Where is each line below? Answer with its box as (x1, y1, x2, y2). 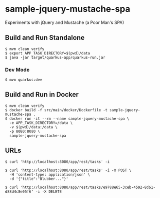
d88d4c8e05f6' (5, 189, 34, 194)
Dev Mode (5, 66, 30, 73)
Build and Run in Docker (5, 90, 79, 99)
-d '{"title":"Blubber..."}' (9, 176, 69, 181)
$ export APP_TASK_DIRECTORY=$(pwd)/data (5, 51, 90, 55)
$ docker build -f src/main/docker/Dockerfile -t (5, 108, 108, 112)
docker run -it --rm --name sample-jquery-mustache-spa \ (9, 116, 130, 121)
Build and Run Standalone (5, 34, 85, 42)
